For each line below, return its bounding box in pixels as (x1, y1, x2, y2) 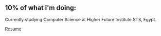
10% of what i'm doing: (5, 4, 76, 12)
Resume (5, 26, 22, 32)
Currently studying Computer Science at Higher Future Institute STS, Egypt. (5, 16, 157, 22)
